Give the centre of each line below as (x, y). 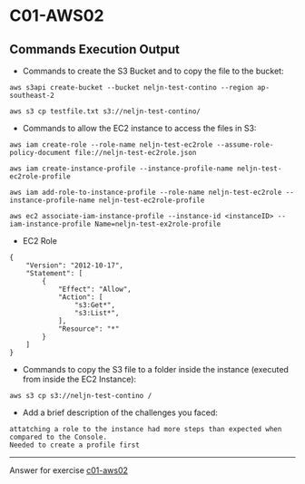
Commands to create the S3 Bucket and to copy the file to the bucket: (153, 71)
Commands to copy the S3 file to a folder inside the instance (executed (155, 369)
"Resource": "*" (89, 329)
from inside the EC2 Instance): (79, 379)
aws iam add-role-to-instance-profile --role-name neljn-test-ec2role (146, 192)
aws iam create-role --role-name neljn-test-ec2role (111, 145)
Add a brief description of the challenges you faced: (120, 412)
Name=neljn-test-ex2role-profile (158, 224)
